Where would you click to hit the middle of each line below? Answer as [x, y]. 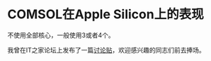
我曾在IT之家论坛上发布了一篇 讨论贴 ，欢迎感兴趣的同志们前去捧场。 [106, 50]
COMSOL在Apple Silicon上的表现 [105, 14]
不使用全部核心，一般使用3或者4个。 [61, 35]
